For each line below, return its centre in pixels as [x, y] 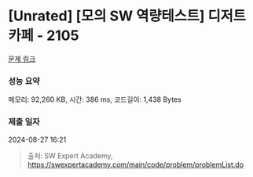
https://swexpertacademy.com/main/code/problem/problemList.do [136, 164]
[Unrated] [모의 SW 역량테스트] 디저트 [127, 16]
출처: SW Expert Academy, [70, 155]
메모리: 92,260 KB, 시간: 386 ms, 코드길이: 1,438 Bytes [95, 99]
